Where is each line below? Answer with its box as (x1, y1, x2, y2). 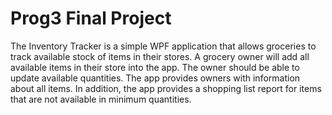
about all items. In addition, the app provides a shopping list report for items (10, 82, 322, 94)
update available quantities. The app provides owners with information (10, 72, 301, 84)
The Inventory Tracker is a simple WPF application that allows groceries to (10, 40, 317, 52)
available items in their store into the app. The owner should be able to (10, 61, 300, 73)
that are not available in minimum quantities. (10, 93, 192, 105)
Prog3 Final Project (10, 7, 172, 30)
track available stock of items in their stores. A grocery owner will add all (10, 50, 310, 62)
